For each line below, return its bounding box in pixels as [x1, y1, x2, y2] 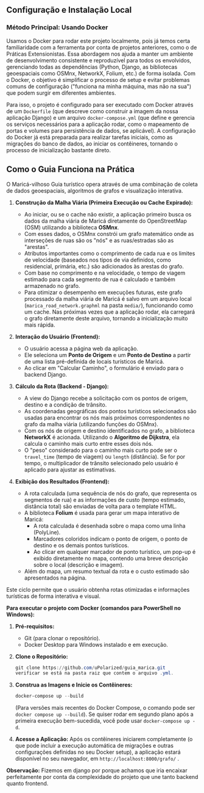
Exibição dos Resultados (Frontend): [15, 478, 110, 485]
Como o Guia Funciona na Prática [6, 164, 135, 175]
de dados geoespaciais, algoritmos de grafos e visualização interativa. [6, 186, 183, 194]
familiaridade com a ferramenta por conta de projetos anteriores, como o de [6, 43, 197, 51]
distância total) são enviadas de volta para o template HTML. [24, 503, 177, 510]
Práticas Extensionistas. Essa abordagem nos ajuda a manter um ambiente [6, 50, 194, 57]
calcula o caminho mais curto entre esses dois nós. [24, 440, 153, 447]
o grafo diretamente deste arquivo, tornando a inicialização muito [24, 314, 188, 322]
